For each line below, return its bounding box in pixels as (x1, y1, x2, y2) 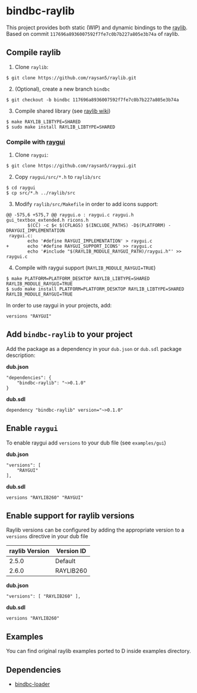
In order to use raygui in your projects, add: (6, 302, 112, 309)
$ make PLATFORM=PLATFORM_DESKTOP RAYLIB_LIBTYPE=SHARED (6, 276, 150, 282)
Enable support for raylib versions (6, 511, 135, 521)
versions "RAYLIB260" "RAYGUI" (6, 495, 84, 501)
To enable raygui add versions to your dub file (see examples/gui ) (6, 439, 166, 446)
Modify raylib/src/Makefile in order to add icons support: (14, 201, 158, 208)
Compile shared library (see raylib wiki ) (14, 107, 111, 114)
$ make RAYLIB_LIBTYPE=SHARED (6, 119, 81, 125)
